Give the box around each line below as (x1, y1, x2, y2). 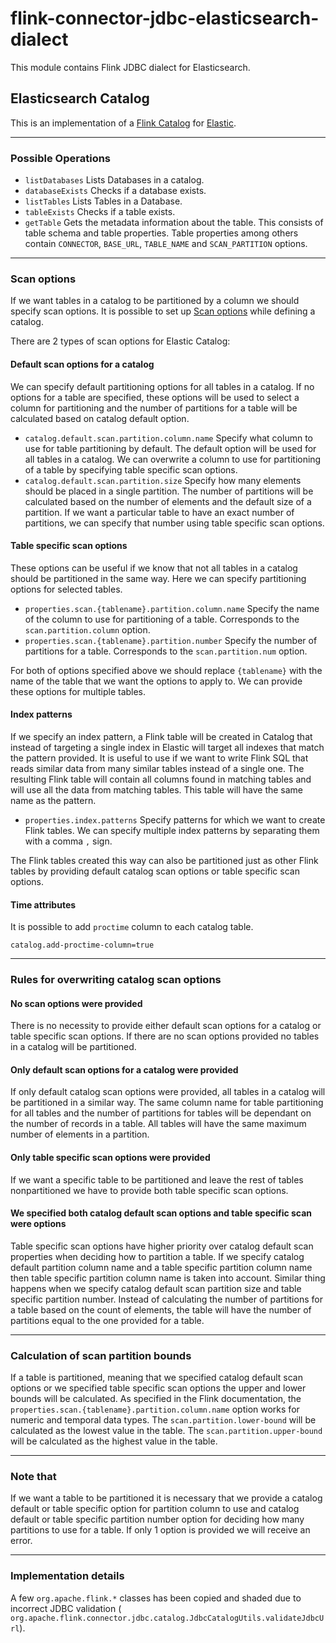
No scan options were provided (10, 997, 143, 1009)
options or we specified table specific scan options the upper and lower (10, 1382, 307, 1394)
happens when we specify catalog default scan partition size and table (10, 1282, 302, 1294)
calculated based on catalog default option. (10, 412, 190, 424)
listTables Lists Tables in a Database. (24, 195, 183, 207)
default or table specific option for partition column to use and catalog (10, 1503, 300, 1515)
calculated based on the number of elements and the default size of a (24, 495, 312, 507)
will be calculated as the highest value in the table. (10, 1435, 218, 1447)
